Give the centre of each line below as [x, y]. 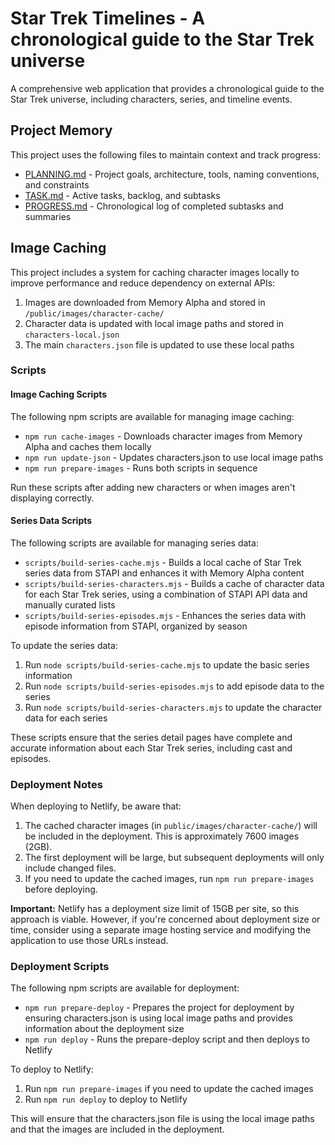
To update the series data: [64, 645]
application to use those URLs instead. [89, 941]
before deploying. [61, 889]
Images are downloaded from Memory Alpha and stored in [145, 302]
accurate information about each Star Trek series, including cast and [151, 748]
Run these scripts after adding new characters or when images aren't [153, 487]
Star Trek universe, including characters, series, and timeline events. [151, 99]
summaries [48, 216]
